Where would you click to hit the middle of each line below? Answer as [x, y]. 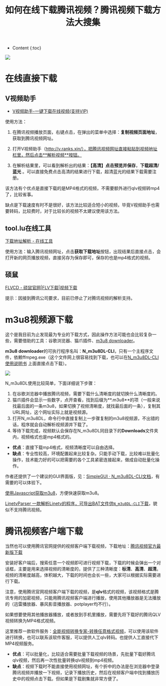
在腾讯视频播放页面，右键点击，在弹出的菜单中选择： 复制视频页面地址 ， [86, 132]
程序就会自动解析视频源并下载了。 [56, 424]
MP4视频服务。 [21, 643]
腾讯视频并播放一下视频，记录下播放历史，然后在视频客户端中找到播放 [84, 672]
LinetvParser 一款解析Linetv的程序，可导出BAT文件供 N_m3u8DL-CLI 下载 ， [79, 503]
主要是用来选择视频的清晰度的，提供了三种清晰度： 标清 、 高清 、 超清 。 [89, 569]
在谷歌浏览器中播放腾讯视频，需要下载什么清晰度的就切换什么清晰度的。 [86, 393]
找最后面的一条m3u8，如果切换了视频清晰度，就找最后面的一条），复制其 [86, 406]
